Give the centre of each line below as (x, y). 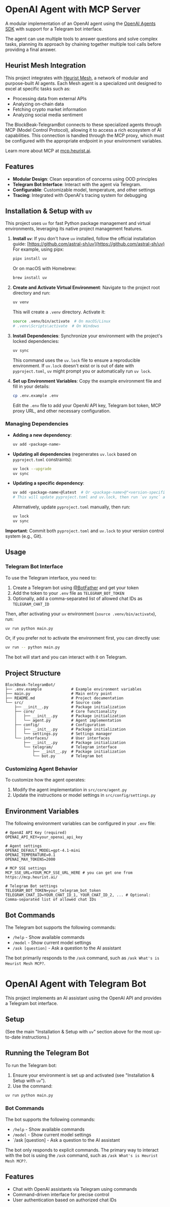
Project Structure (33, 673)
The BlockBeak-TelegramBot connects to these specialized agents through (83, 124)
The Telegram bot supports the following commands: (61, 928)
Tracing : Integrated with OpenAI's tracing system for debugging (80, 195)
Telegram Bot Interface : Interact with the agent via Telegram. (77, 184)
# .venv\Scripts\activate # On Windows (56, 326)
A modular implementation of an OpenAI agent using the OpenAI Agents (80, 23)
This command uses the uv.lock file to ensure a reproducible (76, 360)
